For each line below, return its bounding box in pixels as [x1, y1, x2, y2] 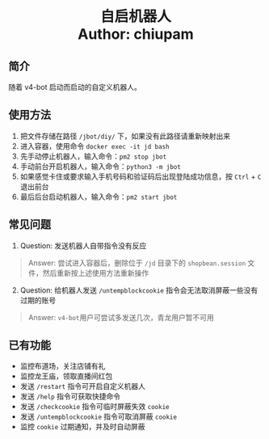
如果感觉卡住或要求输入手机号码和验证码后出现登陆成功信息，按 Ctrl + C [19, 171, 262, 181]
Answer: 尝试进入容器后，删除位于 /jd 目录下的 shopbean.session [27, 258, 246, 268]
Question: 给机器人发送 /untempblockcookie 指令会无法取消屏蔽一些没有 [19, 285, 258, 295]
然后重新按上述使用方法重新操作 [42, 268, 149, 277]
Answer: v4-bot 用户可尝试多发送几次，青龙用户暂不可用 [27, 312, 214, 322]
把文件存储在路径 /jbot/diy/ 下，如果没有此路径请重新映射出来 [19, 131, 231, 141]
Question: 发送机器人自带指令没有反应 [19, 240, 147, 251]
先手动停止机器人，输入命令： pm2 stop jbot [19, 151, 167, 161]
